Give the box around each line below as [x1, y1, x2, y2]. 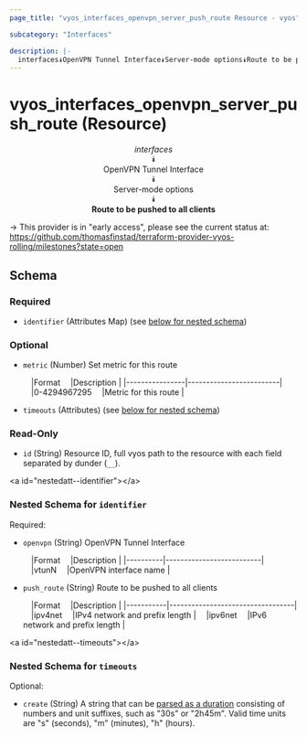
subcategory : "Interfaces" [9, 29, 112, 39]
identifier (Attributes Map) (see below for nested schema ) [22, 315, 248, 326]
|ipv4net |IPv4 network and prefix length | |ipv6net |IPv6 [30, 609, 268, 620]
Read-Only [9, 427, 59, 440]
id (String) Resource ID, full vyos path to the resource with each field [22, 448, 282, 459]
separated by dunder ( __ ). [22, 458, 121, 469]
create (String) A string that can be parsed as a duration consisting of [22, 699, 285, 710]
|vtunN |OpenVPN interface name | [30, 564, 171, 575]
